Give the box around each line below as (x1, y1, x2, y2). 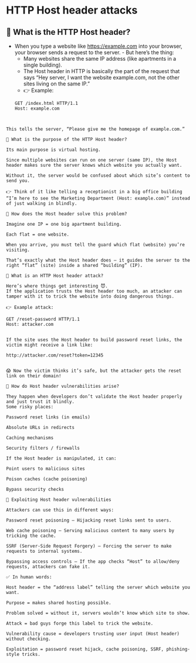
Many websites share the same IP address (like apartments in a (23, 55, 177, 62)
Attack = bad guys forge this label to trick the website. (6, 621, 154, 626)
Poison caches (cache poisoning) (6, 476, 88, 482)
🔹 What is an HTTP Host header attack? (6, 273, 104, 279)
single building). (23, 61, 63, 68)
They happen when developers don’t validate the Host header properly (6, 394, 183, 400)
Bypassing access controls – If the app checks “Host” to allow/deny (6, 559, 180, 565)
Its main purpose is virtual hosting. (6, 147, 101, 153)
